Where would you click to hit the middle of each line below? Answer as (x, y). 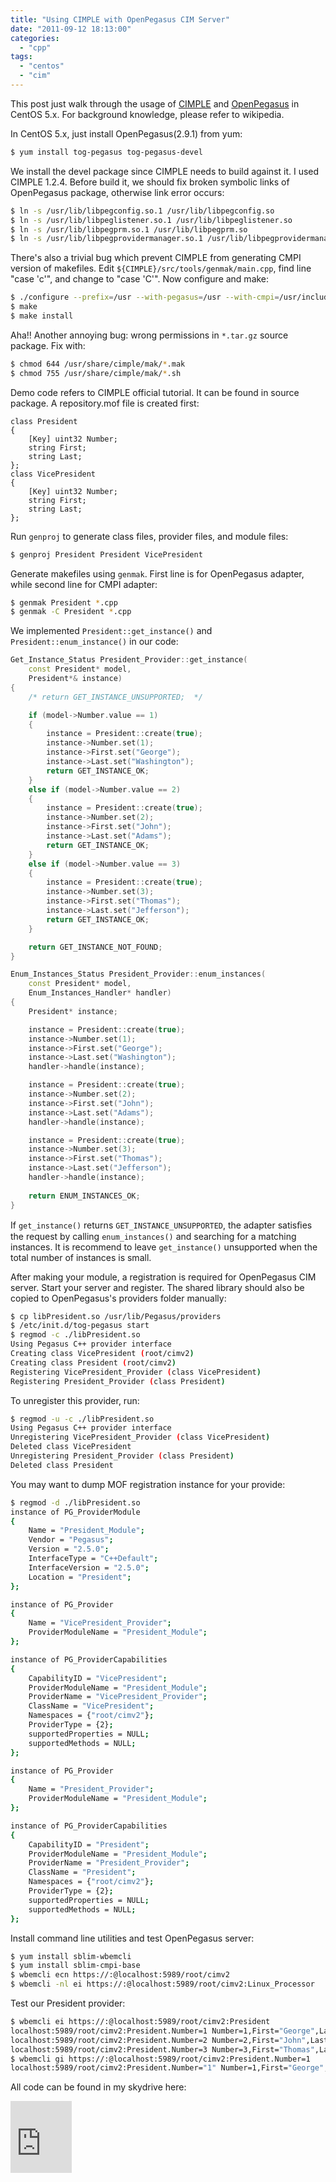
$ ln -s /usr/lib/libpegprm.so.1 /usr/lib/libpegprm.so (129, 229)
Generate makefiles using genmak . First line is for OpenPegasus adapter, (157, 573)
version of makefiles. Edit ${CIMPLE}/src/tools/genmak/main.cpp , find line (161, 268)
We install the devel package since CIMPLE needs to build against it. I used (165, 171)
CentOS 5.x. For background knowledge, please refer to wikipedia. (147, 114)
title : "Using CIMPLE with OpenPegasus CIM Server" (120, 19)
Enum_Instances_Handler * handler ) (100, 993)
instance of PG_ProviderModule (75, 1512)
